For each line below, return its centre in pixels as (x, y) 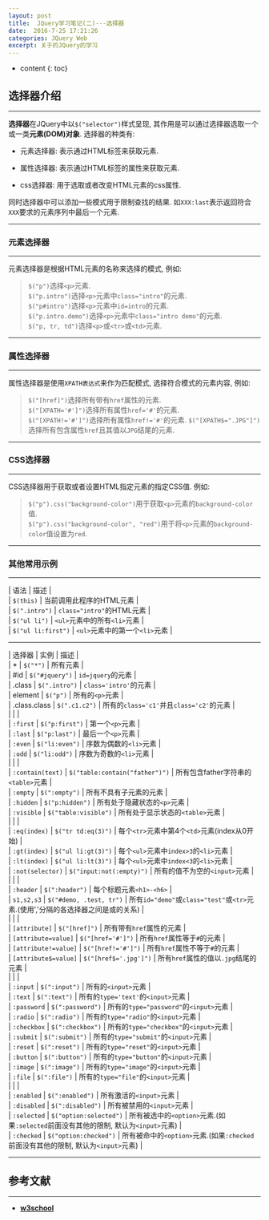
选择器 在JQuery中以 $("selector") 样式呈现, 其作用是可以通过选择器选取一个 (133, 123)
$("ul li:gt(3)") (84, 852)
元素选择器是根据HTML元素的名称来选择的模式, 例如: (95, 269)
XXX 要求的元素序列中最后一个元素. (64, 212)
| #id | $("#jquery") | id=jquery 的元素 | (72, 675)
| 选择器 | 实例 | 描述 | (44, 655)
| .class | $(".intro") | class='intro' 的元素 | (82, 685)
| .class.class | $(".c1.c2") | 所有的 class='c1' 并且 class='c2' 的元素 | (122, 705)
